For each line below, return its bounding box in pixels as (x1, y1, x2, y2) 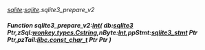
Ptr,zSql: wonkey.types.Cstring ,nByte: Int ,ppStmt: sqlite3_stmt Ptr (7, 28, 198, 36)
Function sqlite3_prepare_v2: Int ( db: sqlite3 (7, 21, 134, 29)
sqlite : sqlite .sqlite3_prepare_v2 (7, 6, 95, 14)
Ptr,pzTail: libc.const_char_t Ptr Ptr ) (7, 35, 111, 43)
